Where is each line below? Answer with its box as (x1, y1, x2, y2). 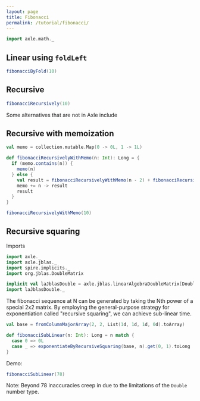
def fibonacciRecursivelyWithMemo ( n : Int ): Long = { (6, 155, 140, 161)
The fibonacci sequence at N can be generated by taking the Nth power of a (6, 297, 193, 305)
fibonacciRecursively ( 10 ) (6, 101, 70, 106)
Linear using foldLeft (6, 52, 87, 62)
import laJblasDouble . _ (6, 287, 65, 293)
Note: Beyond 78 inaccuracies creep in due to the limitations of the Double (6, 382, 187, 389)
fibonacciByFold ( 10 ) (6, 68, 58, 74)
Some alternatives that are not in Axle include (6, 111, 118, 118)
